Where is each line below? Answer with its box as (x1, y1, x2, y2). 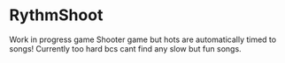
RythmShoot (9, 5, 104, 25)
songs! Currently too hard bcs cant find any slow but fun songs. (9, 43, 242, 53)
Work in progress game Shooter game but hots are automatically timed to (9, 34, 277, 45)
